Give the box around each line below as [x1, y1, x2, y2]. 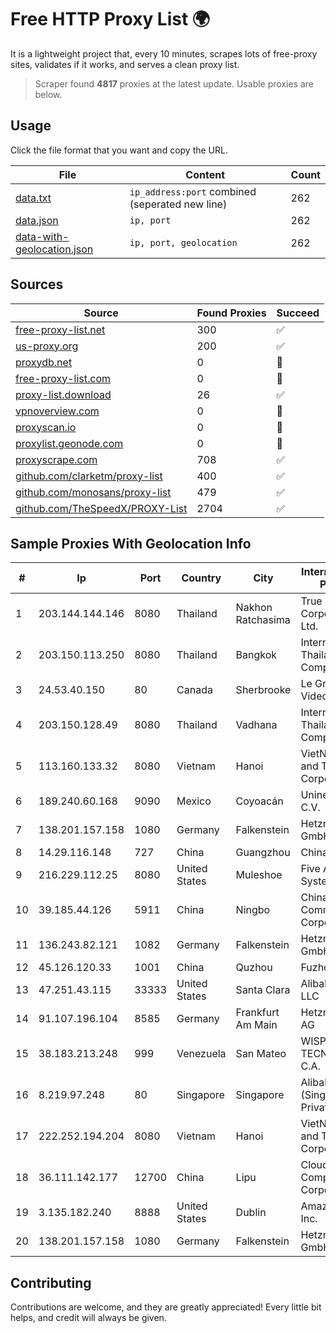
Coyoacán [235, 794, 284, 808]
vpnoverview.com [15, 404, 100, 418]
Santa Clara [235, 983, 291, 997]
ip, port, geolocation [129, 237, 238, 248]
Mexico [176, 794, 212, 808]
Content [185, 167, 226, 181]
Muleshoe [235, 868, 283, 882]
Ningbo [235, 903, 271, 917]
